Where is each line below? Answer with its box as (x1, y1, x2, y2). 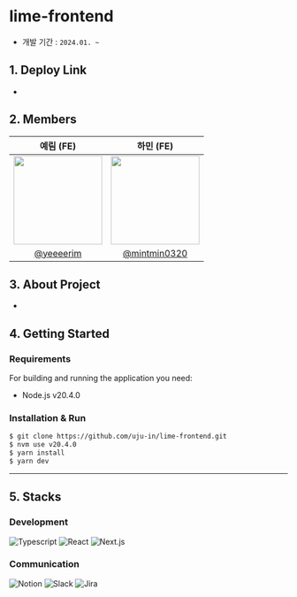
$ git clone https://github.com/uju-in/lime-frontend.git (9, 432, 227, 441)
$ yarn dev (9, 456, 49, 465)
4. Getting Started (9, 325, 110, 341)
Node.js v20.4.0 (21, 390, 81, 401)
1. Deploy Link (9, 63, 87, 78)
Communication (9, 558, 80, 570)
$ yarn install (9, 448, 65, 457)
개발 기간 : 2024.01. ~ (21, 36, 100, 47)
